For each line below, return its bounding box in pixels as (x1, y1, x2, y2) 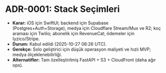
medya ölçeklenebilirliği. (12, 51, 62, 58)
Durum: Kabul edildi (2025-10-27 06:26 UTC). (12, 41, 107, 47)
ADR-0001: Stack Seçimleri (5, 3, 120, 15)
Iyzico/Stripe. (12, 36, 40, 42)
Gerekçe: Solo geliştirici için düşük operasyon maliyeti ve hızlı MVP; (12, 46, 151, 52)
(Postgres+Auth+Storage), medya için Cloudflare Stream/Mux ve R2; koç (12, 25, 161, 31)
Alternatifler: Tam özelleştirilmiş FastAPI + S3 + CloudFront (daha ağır (12, 57, 156, 63)
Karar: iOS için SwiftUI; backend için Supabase (12, 20, 109, 26)
